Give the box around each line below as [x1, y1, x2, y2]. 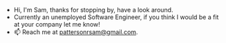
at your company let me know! [13, 20, 100, 28]
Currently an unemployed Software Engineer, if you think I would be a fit [13, 13, 219, 21]
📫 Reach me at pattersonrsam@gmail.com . [13, 28, 138, 36]
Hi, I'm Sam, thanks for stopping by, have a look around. [13, 6, 173, 14]
